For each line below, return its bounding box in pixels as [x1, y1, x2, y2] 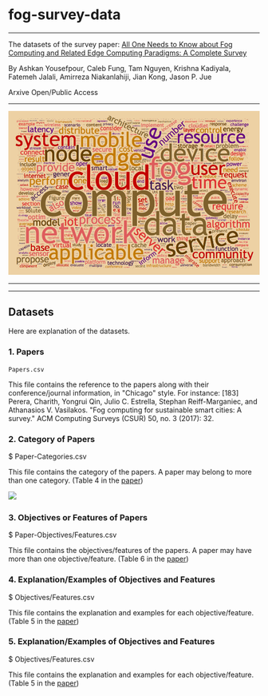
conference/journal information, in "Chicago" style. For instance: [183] [8, 388, 239, 397]
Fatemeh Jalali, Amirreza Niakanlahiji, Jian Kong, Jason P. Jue [8, 72, 212, 82]
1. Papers [8, 346, 45, 357]
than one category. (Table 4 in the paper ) [8, 475, 144, 485]
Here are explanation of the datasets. [8, 326, 130, 336]
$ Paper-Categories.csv [8, 451, 87, 461]
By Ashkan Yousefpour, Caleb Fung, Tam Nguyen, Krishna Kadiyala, [8, 63, 231, 73]
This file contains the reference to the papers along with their [8, 380, 210, 389]
